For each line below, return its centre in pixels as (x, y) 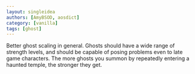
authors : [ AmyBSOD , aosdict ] (43, 17)
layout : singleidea (31, 12)
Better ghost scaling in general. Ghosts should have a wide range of (91, 46)
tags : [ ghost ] (24, 29)
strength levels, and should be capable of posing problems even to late (94, 52)
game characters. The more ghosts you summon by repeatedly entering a (98, 58)
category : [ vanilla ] (32, 23)
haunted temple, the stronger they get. (54, 65)
